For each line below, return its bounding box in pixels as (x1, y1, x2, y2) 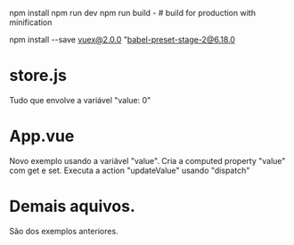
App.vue (9, 127, 75, 146)
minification (9, 17, 53, 28)
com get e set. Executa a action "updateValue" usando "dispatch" (9, 165, 250, 176)
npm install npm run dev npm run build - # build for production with (9, 8, 257, 18)
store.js (9, 66, 67, 86)
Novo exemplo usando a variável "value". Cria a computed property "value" (9, 155, 286, 166)
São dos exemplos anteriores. (9, 225, 118, 236)
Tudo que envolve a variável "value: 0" (9, 94, 151, 105)
